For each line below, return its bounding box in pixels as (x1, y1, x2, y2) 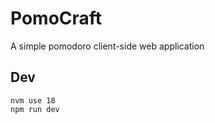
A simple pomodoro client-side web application (10, 40, 205, 52)
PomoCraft (10, 7, 103, 30)
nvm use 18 (10, 95, 56, 106)
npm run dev (10, 104, 60, 114)
